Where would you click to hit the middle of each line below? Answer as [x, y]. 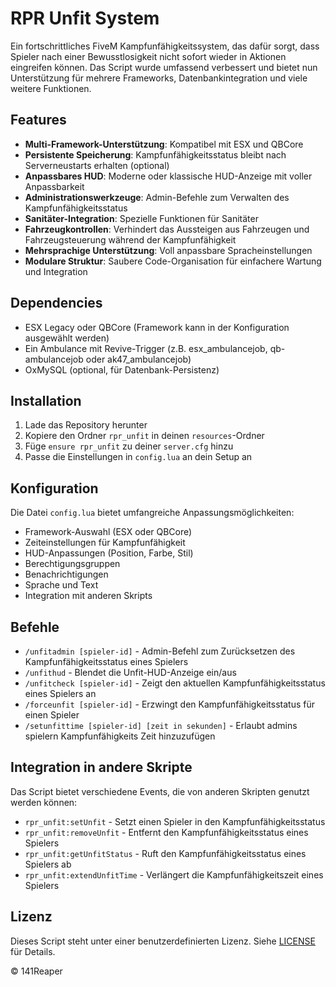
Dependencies [56, 303]
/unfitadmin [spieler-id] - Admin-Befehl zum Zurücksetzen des [160, 651]
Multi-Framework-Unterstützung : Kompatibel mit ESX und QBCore [164, 144]
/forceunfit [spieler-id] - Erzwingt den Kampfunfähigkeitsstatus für [169, 704]
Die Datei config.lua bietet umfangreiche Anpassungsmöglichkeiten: [152, 513]
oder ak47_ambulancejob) [138, 359]
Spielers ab [48, 864]
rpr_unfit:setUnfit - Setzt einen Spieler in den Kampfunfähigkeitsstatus [175, 821]
